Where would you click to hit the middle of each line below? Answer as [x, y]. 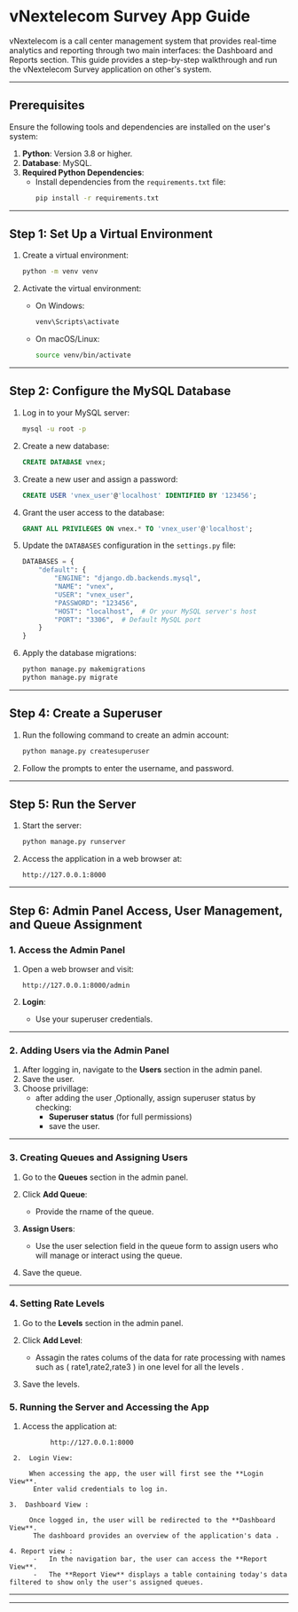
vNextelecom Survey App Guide [130, 16]
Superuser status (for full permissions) [120, 1117]
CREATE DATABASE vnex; [64, 462]
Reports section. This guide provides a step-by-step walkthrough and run [143, 59]
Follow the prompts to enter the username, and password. [128, 768]
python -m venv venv [60, 272]
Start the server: [52, 826]
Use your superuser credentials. [94, 1019]
